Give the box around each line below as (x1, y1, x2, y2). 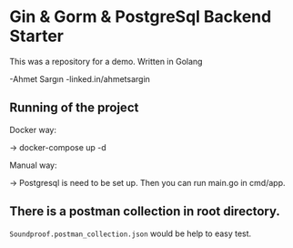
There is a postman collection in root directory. (9, 203, 280, 220)
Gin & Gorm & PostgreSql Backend (9, 6, 272, 27)
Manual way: (9, 160, 57, 170)
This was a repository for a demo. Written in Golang (9, 56, 203, 67)
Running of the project (9, 100, 139, 116)
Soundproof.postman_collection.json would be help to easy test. (9, 228, 252, 239)
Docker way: (9, 124, 57, 135)
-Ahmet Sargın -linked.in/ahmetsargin (9, 73, 150, 84)
